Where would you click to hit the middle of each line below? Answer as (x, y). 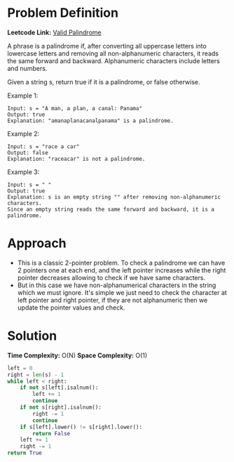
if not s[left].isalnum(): (59, 388)
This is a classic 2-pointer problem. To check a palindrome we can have (121, 263)
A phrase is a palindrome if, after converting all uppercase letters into (107, 46)
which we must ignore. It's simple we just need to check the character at (122, 292)
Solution (32, 336)
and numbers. (27, 68)
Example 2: (23, 133)
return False (51, 433)
